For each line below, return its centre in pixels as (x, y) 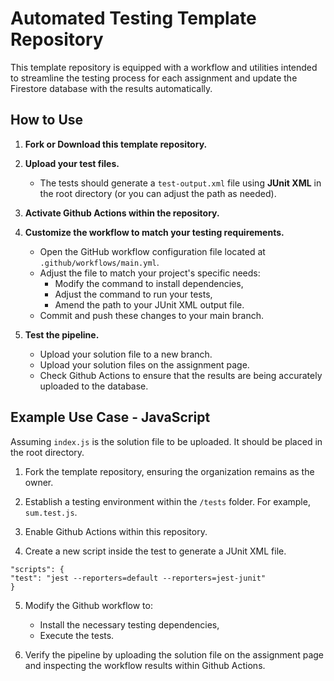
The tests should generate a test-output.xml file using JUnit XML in (180, 183)
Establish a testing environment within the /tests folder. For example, (167, 501)
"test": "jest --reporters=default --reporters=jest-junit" (138, 578)
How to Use (47, 120)
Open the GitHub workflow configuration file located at (152, 251)
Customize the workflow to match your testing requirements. (154, 232)
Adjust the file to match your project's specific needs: (150, 273)
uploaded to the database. (94, 386)
